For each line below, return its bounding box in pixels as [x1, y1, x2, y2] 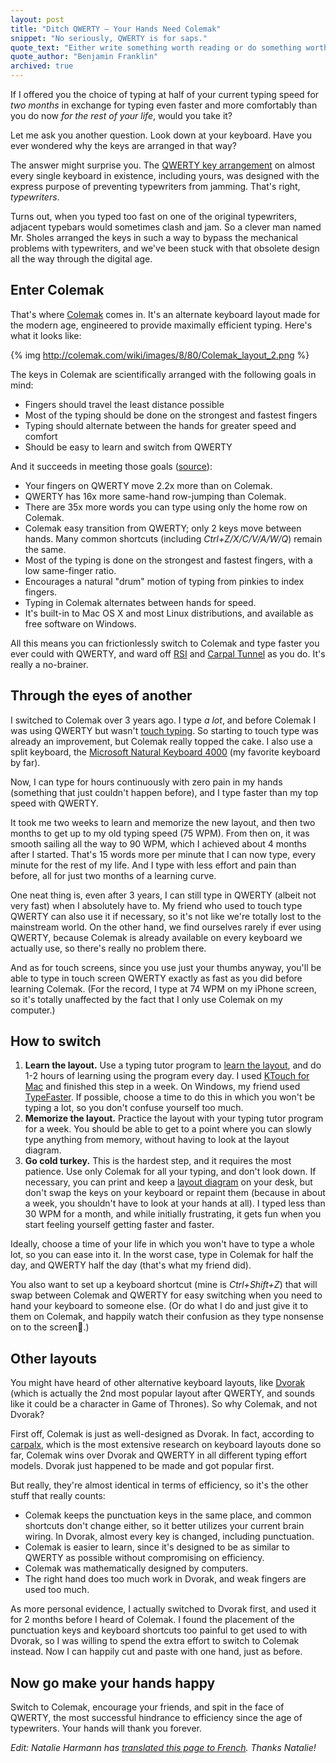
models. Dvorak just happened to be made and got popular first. [10, 1460, 275, 1472]
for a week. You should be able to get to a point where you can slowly [24, 1123, 312, 1135]
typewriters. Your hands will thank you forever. [10, 1722, 202, 1735]
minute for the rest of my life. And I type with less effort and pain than [10, 859, 297, 871]
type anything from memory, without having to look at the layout [24, 1134, 290, 1146]
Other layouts [10, 1350, 98, 1367]
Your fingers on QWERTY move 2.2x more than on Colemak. [24, 479, 273, 491]
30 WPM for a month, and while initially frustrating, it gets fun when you [24, 1208, 322, 1220]
